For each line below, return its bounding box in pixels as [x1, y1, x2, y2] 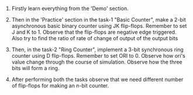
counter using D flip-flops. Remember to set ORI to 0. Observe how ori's [11, 52, 186, 59]
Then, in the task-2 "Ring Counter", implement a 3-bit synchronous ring [11, 46, 184, 53]
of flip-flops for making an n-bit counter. [11, 82, 109, 89]
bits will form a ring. [11, 65, 60, 72]
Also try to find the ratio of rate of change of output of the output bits [11, 35, 178, 41]
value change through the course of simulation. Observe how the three [11, 58, 182, 65]
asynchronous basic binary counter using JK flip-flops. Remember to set [11, 23, 187, 29]
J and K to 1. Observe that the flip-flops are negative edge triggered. [11, 29, 177, 36]
